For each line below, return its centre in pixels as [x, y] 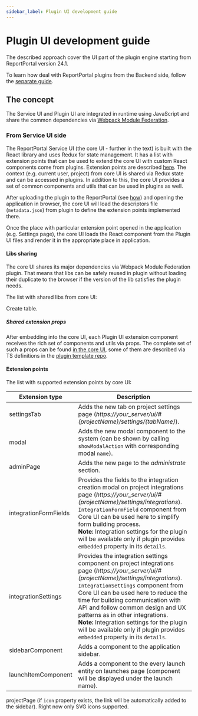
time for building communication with [129, 600]
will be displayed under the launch [125, 678]
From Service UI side [36, 135]
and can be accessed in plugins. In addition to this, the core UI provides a [95, 179]
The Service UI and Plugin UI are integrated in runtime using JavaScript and [98, 114]
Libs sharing [22, 254]
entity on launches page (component [129, 671]
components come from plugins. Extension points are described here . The [96, 167]
